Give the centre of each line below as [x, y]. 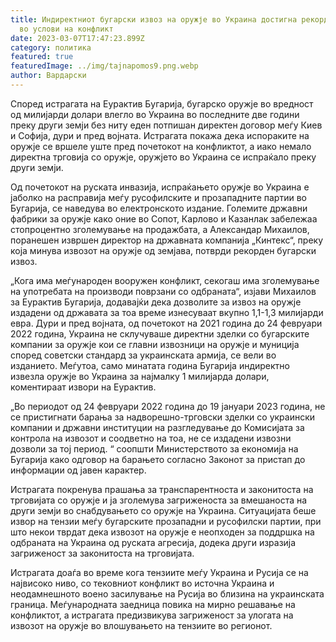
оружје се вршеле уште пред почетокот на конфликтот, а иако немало [161, 146]
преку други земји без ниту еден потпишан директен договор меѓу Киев [166, 125]
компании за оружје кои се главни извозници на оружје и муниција [155, 344]
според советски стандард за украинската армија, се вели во [143, 355]
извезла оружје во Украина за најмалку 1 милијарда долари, [140, 376]
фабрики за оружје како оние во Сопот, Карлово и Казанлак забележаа [164, 218]
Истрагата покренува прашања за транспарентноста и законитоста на [162, 489]
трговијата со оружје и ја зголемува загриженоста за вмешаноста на [159, 500]
